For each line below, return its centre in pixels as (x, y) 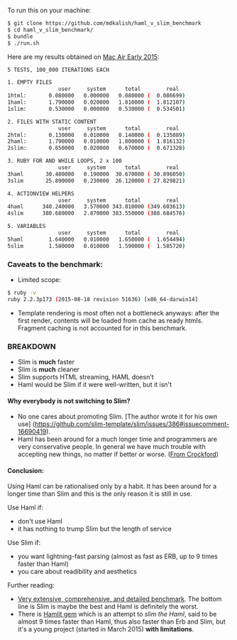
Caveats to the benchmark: (55, 264)
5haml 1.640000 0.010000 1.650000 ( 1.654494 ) (97, 239)
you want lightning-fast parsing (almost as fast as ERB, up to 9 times (117, 556)
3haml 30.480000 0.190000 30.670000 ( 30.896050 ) (97, 174)
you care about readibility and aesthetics (77, 572)
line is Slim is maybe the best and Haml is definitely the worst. (108, 607)
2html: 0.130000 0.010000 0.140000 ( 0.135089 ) (97, 135)
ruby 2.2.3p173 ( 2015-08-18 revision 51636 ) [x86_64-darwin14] (103, 299)
